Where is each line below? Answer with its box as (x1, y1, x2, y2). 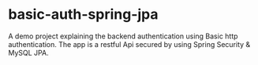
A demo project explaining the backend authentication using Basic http (8, 31, 238, 41)
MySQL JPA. (8, 48, 49, 57)
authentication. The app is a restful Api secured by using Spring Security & (8, 39, 251, 49)
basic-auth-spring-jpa (8, 5, 159, 23)
